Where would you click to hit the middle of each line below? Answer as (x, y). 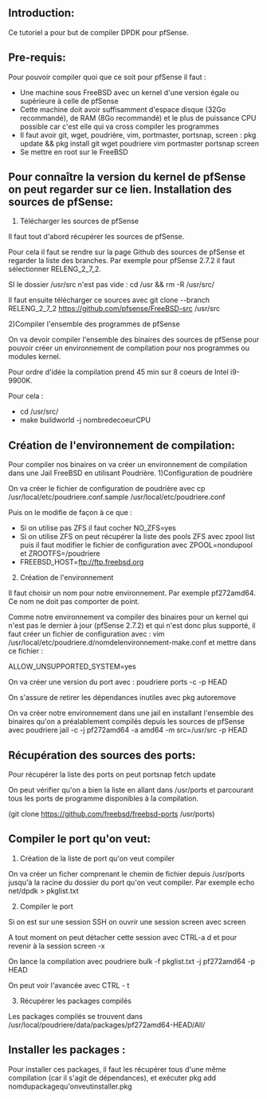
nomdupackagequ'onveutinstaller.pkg (71, 1086)
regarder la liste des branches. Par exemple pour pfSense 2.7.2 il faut (122, 261)
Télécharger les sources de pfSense (79, 221)
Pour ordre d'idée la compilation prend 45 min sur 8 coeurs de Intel (118, 372)
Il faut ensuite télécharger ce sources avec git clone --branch (109, 300)
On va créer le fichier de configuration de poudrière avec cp (107, 489)
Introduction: (41, 13)
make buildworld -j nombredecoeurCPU (85, 420)
